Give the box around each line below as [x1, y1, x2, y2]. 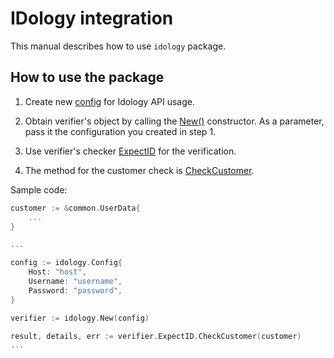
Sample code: [10, 183, 68, 196]
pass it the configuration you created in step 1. [24, 125, 217, 137]
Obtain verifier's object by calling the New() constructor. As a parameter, [24, 115, 325, 127]
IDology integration [10, 7, 174, 30]
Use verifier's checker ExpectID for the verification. [24, 145, 237, 157]
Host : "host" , [28, 267, 87, 277]
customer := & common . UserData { [10, 203, 141, 213]
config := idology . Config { [10, 258, 123, 268]
